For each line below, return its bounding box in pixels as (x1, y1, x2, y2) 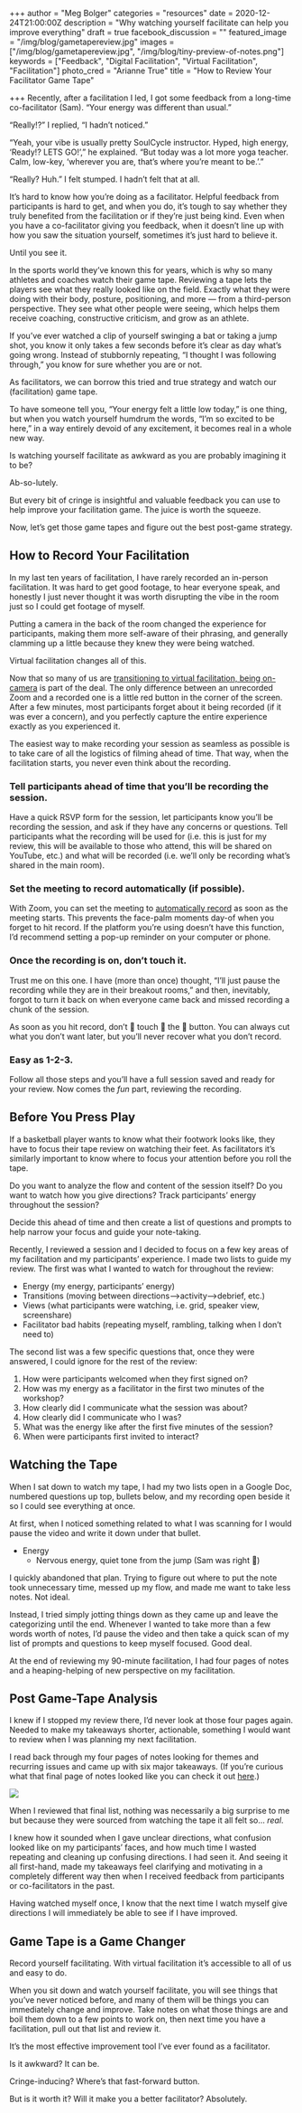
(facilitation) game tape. (9, 386, 98, 397)
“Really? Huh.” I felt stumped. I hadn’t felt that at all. (9, 174, 200, 184)
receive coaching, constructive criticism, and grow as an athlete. (9, 313, 250, 324)
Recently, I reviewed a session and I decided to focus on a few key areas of (9, 1243, 289, 1255)
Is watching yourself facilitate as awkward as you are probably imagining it (9, 450, 287, 460)
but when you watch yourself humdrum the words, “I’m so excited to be (9, 413, 275, 424)
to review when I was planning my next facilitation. (9, 1734, 197, 1745)
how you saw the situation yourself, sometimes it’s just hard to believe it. (9, 230, 278, 241)
